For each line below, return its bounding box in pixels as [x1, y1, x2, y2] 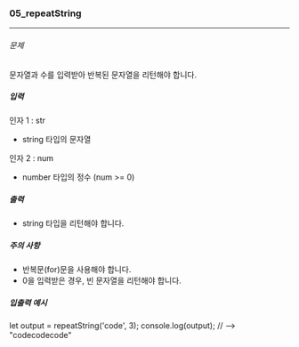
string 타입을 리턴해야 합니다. [21, 218, 125, 229]
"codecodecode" [9, 330, 73, 341]
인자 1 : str [9, 115, 46, 126]
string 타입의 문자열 [21, 134, 92, 145]
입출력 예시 [9, 297, 47, 308]
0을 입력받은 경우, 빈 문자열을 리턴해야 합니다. [21, 275, 182, 286]
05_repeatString [9, 7, 82, 20]
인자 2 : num [9, 153, 53, 164]
